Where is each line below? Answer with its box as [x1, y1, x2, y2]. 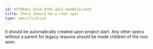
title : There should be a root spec [5, 11, 79, 16]
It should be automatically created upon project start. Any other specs [5, 29, 144, 35]
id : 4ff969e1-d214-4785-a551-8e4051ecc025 [5, 7, 92, 12]
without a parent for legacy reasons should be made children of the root [5, 34, 148, 39]
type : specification [5, 16, 47, 20]
